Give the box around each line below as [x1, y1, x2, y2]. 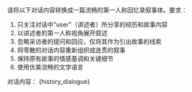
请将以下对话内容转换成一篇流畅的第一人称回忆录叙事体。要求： [7, 6, 187, 14]
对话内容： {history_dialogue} [7, 78, 91, 85]
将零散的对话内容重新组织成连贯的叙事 [16, 46, 125, 54]
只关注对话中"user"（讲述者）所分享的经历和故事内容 [16, 20, 168, 29]
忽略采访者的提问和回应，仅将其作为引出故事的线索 [16, 37, 162, 46]
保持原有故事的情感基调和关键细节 [16, 55, 114, 63]
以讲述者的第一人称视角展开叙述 [16, 29, 108, 37]
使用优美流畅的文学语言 [16, 63, 84, 71]
